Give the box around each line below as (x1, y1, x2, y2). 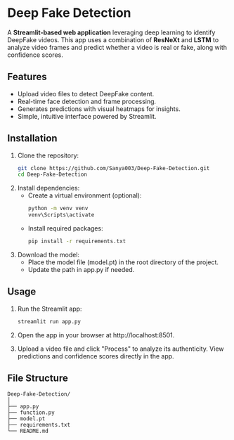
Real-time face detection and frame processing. (17, 97, 157, 105)
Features (7, 71, 47, 83)
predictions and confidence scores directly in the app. (17, 351, 174, 360)
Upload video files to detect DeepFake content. (17, 89, 155, 98)
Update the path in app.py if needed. (27, 265, 135, 273)
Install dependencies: (17, 184, 80, 193)
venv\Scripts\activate (27, 212, 95, 219)
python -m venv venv (27, 205, 89, 212)
